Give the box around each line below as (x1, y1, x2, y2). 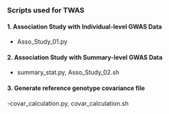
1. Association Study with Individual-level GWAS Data (7, 23, 162, 31)
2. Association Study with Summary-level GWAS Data (7, 53, 163, 61)
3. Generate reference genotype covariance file (7, 84, 145, 92)
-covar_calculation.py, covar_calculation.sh (7, 99, 129, 107)
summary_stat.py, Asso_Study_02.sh (16, 68, 120, 76)
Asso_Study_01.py (16, 38, 68, 46)
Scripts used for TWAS (7, 5, 85, 15)
